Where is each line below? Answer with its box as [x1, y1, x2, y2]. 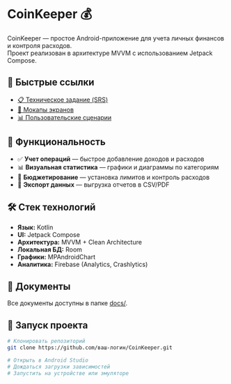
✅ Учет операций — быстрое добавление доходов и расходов [17, 155, 205, 163]
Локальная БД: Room [17, 245, 82, 254]
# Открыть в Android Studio [7, 357, 89, 364]
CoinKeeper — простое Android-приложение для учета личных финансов [7, 33, 225, 43]
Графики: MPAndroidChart [17, 253, 96, 261]
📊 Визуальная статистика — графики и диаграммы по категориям [17, 162, 219, 171]
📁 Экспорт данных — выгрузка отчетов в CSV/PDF [17, 180, 170, 189]
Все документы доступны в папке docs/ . [7, 299, 128, 307]
